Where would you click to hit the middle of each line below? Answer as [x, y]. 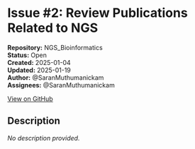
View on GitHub [30, 99]
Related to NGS [52, 28]
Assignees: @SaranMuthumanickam [61, 85]
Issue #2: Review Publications [97, 13]
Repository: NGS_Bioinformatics [55, 47]
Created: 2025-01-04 [39, 62]
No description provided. [44, 138]
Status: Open [27, 55]
